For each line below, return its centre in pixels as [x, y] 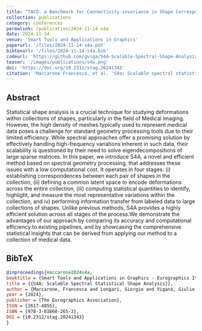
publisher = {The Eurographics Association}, [64, 300]
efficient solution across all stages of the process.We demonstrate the [93, 214]
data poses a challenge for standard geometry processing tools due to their [100, 131]
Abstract [23, 98]
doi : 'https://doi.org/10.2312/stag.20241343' [66, 68]
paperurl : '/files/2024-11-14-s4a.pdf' [56, 46]
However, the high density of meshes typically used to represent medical [97, 125]
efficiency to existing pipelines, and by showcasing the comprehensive [94, 227]
